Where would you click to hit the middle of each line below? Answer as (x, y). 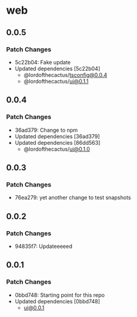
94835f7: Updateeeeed (43, 246)
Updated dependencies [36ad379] (57, 136)
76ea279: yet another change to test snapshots (73, 198)
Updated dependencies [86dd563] (57, 142)
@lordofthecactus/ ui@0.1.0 (57, 149)
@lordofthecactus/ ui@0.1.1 (56, 81)
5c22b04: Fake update (43, 62)
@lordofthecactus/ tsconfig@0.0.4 (65, 74)
